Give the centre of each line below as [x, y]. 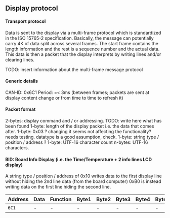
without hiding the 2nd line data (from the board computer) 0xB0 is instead [83, 181]
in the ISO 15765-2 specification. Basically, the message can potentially [79, 38]
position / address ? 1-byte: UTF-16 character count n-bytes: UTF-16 [77, 142]
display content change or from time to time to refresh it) [64, 98]
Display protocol [32, 8]
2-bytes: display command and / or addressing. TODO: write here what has [83, 121]
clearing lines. [20, 59]
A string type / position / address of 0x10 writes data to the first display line [83, 176]
